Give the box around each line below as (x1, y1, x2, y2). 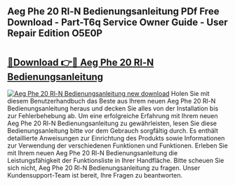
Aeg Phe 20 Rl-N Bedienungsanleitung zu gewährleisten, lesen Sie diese (7, 119, 217, 127)
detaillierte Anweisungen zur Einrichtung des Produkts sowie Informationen (7, 134, 225, 142)
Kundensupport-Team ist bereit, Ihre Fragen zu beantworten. (7, 171, 183, 179)
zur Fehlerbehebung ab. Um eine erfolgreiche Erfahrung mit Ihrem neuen (7, 112, 219, 120)
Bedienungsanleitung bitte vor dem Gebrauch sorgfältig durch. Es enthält (7, 127, 219, 135)
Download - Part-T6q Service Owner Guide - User (7, 17, 228, 29)
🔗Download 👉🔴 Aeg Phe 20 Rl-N (7, 56, 154, 69)
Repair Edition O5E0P (7, 27, 103, 39)
